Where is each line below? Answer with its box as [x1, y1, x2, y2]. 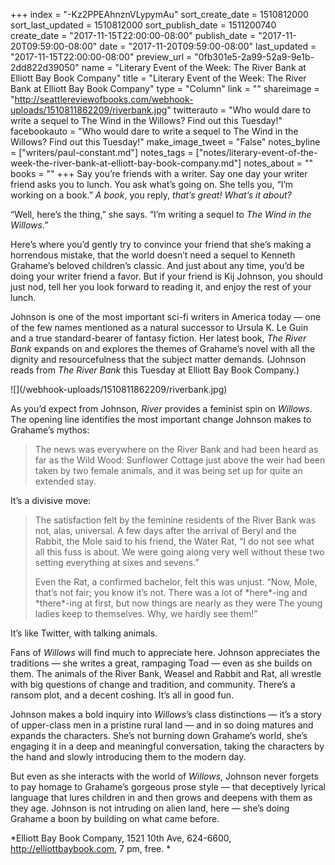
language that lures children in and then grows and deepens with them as [10, 792, 313, 803]
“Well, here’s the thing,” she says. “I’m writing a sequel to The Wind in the [10, 209, 312, 220]
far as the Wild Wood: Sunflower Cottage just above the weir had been [34, 454, 326, 466]
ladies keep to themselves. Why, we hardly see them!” [34, 608, 258, 619]
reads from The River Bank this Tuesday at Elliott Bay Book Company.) [10, 364, 300, 376]
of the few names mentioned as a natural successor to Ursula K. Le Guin [10, 322, 309, 333]
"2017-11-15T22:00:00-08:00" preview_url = [10, 51, 193, 63]
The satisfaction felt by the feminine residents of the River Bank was [34, 514, 317, 526]
